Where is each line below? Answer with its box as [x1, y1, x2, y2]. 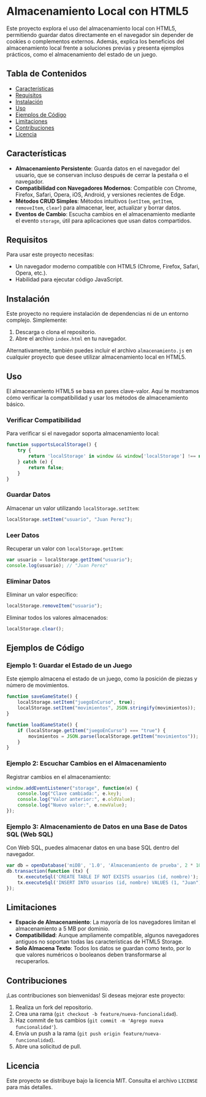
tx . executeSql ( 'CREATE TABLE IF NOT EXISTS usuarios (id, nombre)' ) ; [17, 873, 199, 880]
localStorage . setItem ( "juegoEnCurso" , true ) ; [17, 699, 136, 706]
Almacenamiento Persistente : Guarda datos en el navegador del [15, 165, 180, 172]
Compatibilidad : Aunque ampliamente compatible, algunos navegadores [15, 932, 199, 939]
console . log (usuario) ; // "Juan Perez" [6, 562, 109, 569]
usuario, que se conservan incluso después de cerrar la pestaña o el [15, 171, 189, 179]
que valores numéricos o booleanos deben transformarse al [15, 951, 167, 959]
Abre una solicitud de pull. [15, 1043, 82, 1050]
